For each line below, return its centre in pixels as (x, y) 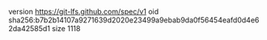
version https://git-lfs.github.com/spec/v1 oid (84, 12)
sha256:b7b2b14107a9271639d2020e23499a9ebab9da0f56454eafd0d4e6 (134, 20)
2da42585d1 (30, 28)
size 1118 (66, 28)
